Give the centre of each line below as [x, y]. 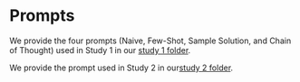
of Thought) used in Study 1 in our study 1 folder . [100, 50]
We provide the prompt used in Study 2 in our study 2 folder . [121, 68]
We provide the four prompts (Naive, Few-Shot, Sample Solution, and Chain [150, 41]
